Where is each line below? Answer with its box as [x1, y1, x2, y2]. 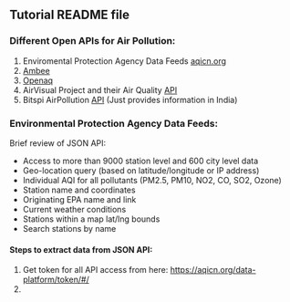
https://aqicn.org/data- [170, 265, 257, 276]
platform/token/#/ [22, 274, 89, 286]
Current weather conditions [22, 203, 127, 214]
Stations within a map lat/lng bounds [22, 213, 161, 224]
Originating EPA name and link [22, 193, 137, 204]
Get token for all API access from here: [22, 265, 169, 276]
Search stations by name [22, 223, 117, 234]
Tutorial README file [9, 7, 130, 23]
